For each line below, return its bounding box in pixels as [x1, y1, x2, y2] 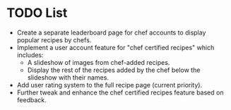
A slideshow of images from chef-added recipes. [27, 58, 170, 66]
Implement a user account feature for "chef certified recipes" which [16, 43, 215, 51]
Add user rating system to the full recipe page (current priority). [16, 80, 203, 89]
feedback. [16, 95, 47, 104]
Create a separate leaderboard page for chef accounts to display [16, 28, 206, 37]
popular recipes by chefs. [16, 35, 92, 44]
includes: [16, 51, 44, 59]
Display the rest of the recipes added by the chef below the [27, 66, 201, 74]
